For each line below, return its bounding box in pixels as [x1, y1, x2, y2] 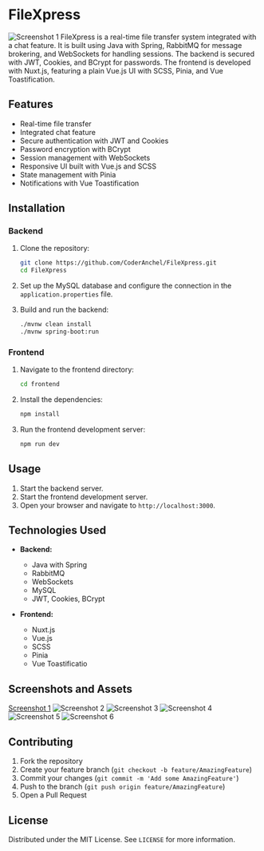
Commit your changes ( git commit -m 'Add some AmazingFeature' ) [19, 773, 239, 783]
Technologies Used [8, 523, 106, 537]
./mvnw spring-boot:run [19, 328, 100, 336]
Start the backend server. [19, 483, 104, 493]
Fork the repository [19, 757, 84, 766]
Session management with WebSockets [19, 153, 151, 162]
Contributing [8, 735, 73, 749]
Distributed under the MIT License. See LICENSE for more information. [8, 834, 235, 844]
